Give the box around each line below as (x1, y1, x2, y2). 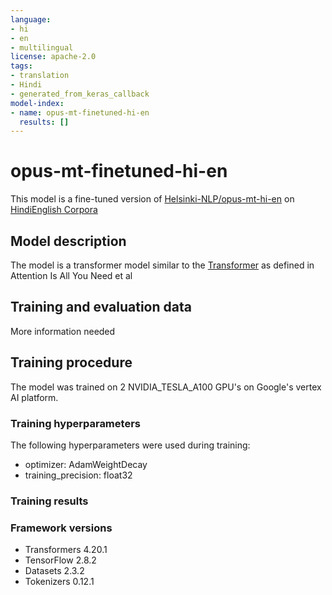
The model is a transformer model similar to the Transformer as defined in (10, 259, 315, 271)
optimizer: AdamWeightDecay (24, 458, 148, 470)
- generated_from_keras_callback (10, 89, 150, 99)
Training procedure (10, 354, 133, 371)
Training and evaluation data (10, 299, 192, 316)
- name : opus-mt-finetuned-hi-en (10, 107, 150, 118)
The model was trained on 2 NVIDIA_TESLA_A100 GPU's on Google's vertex (10, 381, 322, 393)
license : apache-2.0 (10, 52, 97, 62)
